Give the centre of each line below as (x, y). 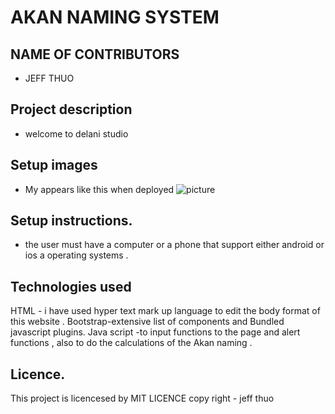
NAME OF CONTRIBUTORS (95, 54)
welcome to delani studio (76, 133)
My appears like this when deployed (99, 189)
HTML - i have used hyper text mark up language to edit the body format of (165, 311)
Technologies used (71, 286)
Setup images (54, 165)
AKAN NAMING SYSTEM (115, 17)
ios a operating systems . (76, 255)
